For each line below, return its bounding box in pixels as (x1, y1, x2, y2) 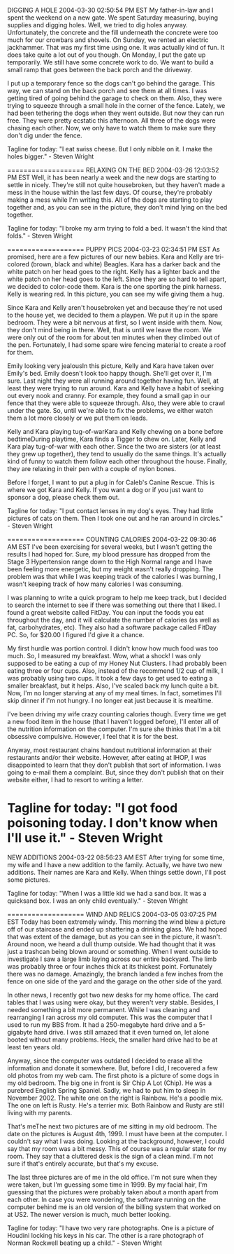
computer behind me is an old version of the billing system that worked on (7, 1202, 221, 1211)
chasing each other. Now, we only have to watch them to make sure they (7, 124, 217, 132)
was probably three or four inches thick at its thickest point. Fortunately (7, 962, 213, 970)
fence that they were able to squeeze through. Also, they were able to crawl (7, 399, 226, 407)
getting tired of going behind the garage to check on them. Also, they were (7, 94, 222, 102)
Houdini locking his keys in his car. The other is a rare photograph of (7, 1231, 204, 1239)
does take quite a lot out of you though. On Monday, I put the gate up (7, 50, 206, 59)
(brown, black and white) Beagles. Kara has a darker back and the (30, 260, 221, 268)
